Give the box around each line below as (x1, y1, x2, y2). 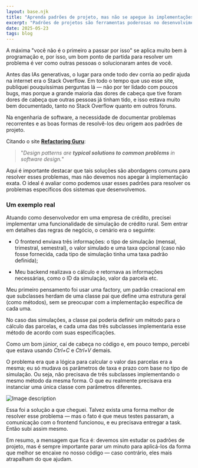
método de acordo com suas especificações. (6, 329, 116, 336)
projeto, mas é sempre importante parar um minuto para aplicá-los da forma (6, 443, 191, 450)
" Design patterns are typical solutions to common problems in (20, 149, 175, 157)
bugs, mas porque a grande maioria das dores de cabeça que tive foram (6, 90, 181, 97)
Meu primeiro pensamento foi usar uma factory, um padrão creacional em (6, 286, 186, 293)
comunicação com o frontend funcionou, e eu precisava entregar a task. (6, 419, 182, 426)
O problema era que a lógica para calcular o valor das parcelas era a (6, 359, 173, 366)
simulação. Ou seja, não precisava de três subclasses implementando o (6, 371, 180, 378)
